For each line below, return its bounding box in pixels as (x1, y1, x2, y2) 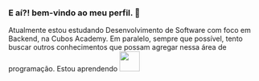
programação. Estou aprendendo (8, 64, 118, 74)
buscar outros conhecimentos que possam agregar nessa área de (8, 43, 227, 52)
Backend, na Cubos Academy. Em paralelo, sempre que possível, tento (8, 34, 243, 43)
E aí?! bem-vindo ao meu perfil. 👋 (8, 7, 141, 18)
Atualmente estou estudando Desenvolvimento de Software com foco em (8, 26, 251, 35)
